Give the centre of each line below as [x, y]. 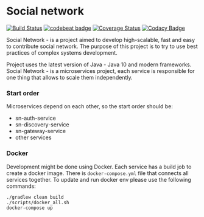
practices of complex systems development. [62, 52]
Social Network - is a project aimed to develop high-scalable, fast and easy [101, 40]
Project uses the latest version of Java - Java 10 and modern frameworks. [99, 64]
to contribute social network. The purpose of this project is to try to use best [102, 46]
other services [33, 137]
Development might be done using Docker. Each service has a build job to [99, 167]
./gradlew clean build [35, 197]
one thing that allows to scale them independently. [69, 77]
